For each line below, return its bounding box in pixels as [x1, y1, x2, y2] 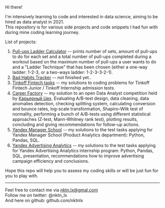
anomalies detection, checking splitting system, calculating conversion [12, 101, 156, 106]
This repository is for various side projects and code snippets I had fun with [5, 24, 158, 30]
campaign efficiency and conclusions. [12, 158, 89, 164]
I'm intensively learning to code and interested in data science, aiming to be [5, 14, 158, 19]
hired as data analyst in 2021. [5, 19, 64, 25]
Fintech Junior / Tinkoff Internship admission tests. [12, 85, 115, 90]
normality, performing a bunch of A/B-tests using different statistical [12, 111, 151, 117]
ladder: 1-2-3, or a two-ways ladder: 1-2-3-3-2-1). [12, 69, 113, 75]
